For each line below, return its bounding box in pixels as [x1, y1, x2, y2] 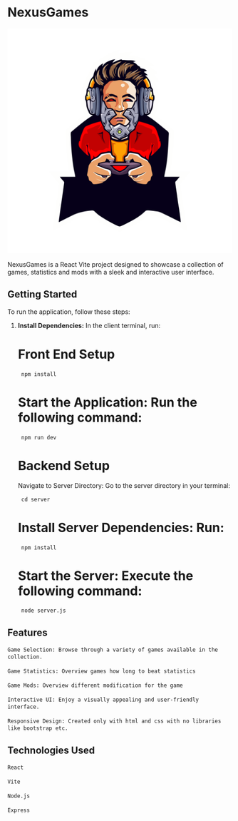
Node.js [7, 792, 31, 800]
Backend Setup [17, 457, 110, 474]
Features [7, 626, 48, 638]
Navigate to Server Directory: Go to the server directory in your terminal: [17, 481, 230, 489]
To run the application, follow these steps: [7, 307, 130, 316]
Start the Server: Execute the [17, 568, 194, 583]
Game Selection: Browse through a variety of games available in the [7, 646, 219, 653]
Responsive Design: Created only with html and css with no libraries [7, 718, 222, 725]
